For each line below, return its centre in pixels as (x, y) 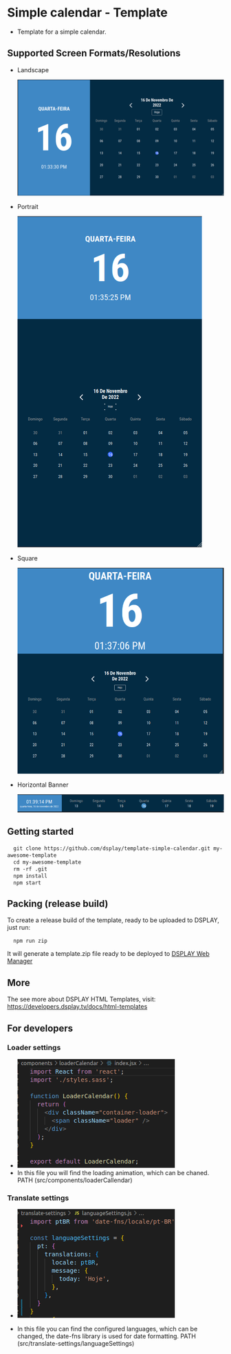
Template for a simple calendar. (62, 32)
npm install (31, 876)
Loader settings (34, 1048)
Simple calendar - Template (88, 13)
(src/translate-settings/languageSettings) (76, 1344)
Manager (20, 961)
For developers (40, 1028)
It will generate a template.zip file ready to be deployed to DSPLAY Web (108, 954)
